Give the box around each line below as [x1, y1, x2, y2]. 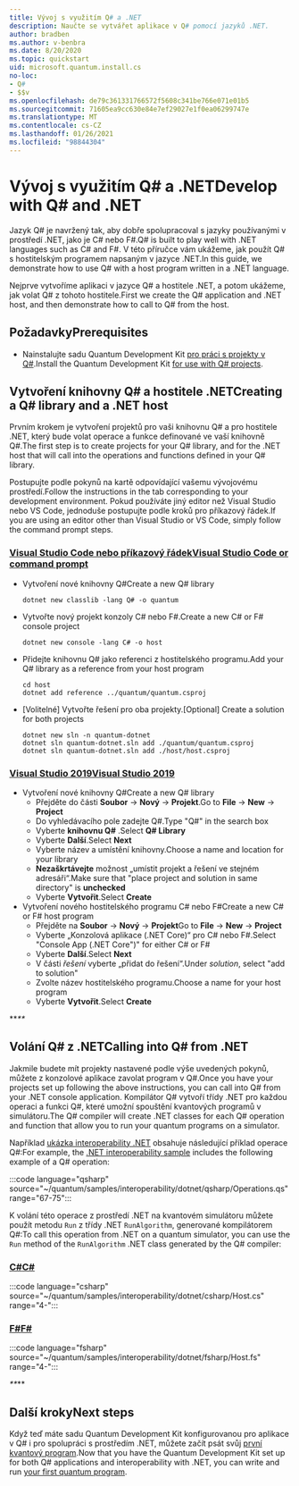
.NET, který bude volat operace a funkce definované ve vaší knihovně [9, 431, 265, 442]
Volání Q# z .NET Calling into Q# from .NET [9, 1039, 249, 1054]
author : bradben [9, 29, 70, 38]
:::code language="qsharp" [9, 1173, 110, 1184]
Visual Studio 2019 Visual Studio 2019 [9, 767, 176, 779]
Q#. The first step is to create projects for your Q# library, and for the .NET [9, 441, 281, 451]
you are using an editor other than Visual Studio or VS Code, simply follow [9, 515, 281, 525]
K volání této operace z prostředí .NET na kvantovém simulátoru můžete [9, 1210, 274, 1221]
